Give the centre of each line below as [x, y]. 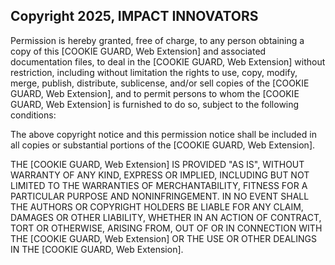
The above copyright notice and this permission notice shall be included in [163, 134]
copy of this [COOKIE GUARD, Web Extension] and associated [138, 51]
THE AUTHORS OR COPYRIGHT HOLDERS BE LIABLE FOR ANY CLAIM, [157, 206]
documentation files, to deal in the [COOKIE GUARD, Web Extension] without [168, 61]
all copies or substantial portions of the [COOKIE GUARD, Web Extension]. [163, 145]
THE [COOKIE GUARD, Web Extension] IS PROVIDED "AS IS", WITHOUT [157, 164]
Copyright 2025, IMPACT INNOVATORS [134, 16]
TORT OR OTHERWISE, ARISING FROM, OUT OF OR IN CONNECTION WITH [166, 228]
